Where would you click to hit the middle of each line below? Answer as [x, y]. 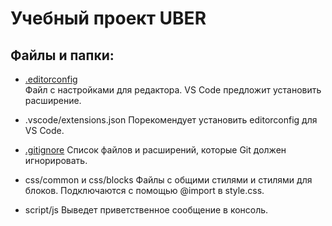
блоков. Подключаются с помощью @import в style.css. [144, 190]
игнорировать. [56, 160]
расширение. [53, 100]
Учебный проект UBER [108, 18]
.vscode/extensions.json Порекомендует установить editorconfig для [171, 120]
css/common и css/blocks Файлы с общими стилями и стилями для [168, 180]
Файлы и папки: [62, 55]
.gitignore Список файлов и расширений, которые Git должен [155, 150]
